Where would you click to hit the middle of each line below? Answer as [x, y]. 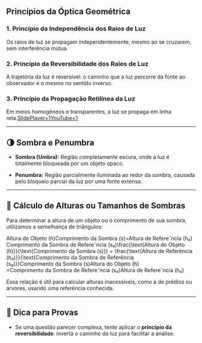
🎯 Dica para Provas [42, 313]
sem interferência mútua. [37, 48]
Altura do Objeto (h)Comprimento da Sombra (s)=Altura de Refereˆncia [94, 238]
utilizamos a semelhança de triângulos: [55, 227]
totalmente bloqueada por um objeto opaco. [69, 164]
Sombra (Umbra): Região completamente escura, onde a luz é [92, 157]
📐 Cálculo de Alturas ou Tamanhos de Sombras [96, 206]
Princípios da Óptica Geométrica [69, 12]
